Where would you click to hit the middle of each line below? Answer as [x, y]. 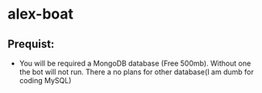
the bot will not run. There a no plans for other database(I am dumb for [137, 72]
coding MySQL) [45, 80]
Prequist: [31, 44]
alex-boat [41, 14]
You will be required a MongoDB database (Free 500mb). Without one [135, 63]
